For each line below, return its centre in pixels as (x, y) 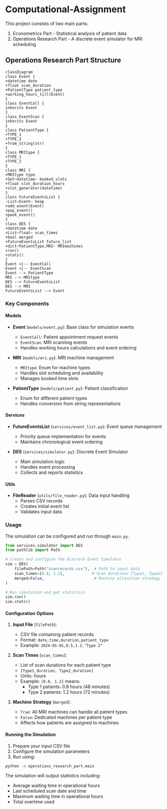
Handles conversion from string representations (71, 403)
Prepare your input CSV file (41, 746)
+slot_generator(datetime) (34, 188)
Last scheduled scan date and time (49, 791)
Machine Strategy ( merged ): (42, 702)
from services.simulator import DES (44, 545)
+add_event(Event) (25, 206)
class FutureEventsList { (33, 197)
